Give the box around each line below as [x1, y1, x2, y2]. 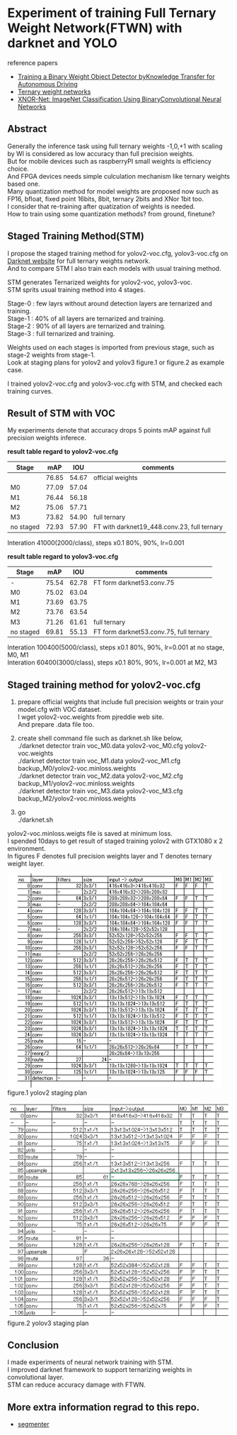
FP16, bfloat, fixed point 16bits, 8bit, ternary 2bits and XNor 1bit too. [7, 194, 204, 203]
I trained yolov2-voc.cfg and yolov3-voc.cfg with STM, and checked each [7, 379, 223, 388]
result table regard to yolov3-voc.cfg [7, 552, 119, 561]
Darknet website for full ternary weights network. [7, 257, 151, 265]
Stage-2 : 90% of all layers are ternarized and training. [7, 321, 166, 330]
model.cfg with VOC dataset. [17, 705, 102, 714]
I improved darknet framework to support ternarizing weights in [7, 1366, 192, 1374]
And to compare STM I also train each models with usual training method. [7, 264, 221, 272]
